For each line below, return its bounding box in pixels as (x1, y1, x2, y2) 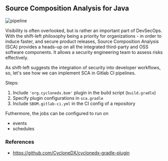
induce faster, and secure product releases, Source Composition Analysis (5, 38, 159, 44)
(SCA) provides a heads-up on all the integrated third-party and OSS (5, 43, 149, 50)
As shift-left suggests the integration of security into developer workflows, (5, 64, 161, 70)
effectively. (5, 55, 29, 61)
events (12, 120, 27, 126)
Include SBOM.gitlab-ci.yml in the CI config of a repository (12, 100, 136, 106)
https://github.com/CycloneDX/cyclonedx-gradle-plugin (12, 150, 130, 156)
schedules (12, 125, 35, 131)
